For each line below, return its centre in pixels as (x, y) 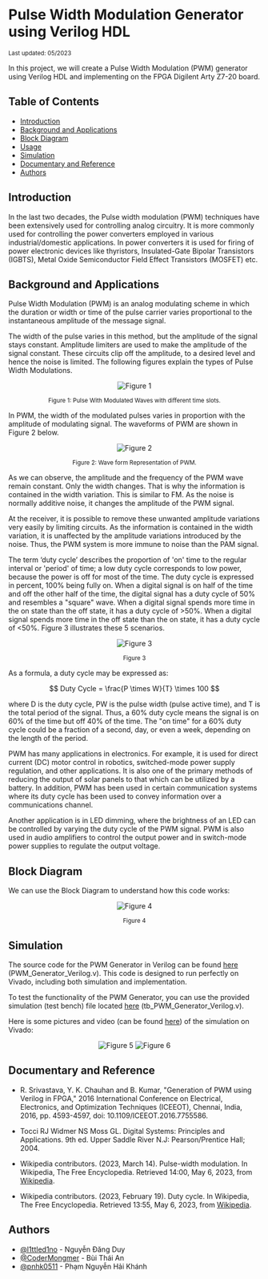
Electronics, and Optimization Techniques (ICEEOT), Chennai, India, (131, 1107)
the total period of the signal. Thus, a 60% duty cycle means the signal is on (134, 713)
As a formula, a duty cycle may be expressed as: (88, 673)
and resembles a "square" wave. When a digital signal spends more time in (132, 602)
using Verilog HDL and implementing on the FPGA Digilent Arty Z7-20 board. (134, 76)
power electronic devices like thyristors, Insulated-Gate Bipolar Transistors (131, 251)
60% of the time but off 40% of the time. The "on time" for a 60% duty (125, 721)
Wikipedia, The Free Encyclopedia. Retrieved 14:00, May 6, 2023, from (136, 1172)
